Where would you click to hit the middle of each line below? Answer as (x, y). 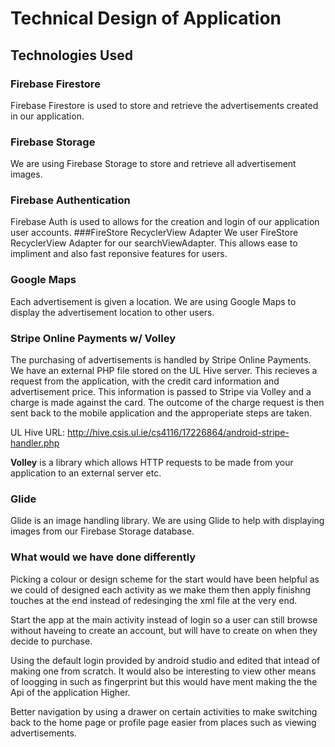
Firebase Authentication (70, 200)
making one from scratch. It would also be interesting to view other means (163, 671)
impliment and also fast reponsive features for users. (119, 254)
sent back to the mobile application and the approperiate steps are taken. (161, 413)
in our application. (47, 116)
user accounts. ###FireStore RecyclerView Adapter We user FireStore (154, 233)
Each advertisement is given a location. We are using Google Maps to (153, 301)
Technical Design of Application (146, 18)
